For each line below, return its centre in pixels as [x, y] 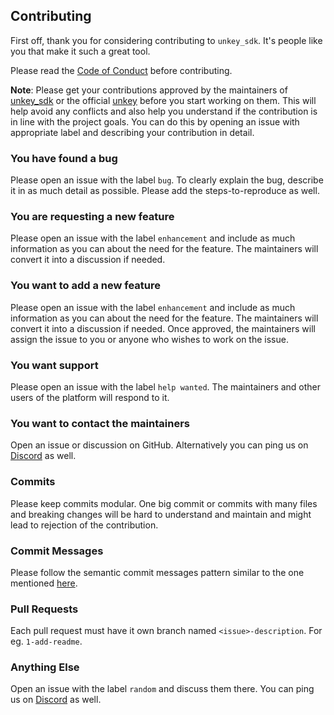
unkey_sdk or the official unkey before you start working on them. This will [163, 100]
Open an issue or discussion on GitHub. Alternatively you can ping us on [159, 445]
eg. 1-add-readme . [46, 641]
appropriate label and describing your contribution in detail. [132, 132]
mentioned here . [44, 583]
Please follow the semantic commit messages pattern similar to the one [157, 572]
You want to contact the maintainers [100, 423]
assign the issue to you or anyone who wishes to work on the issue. [149, 339]
